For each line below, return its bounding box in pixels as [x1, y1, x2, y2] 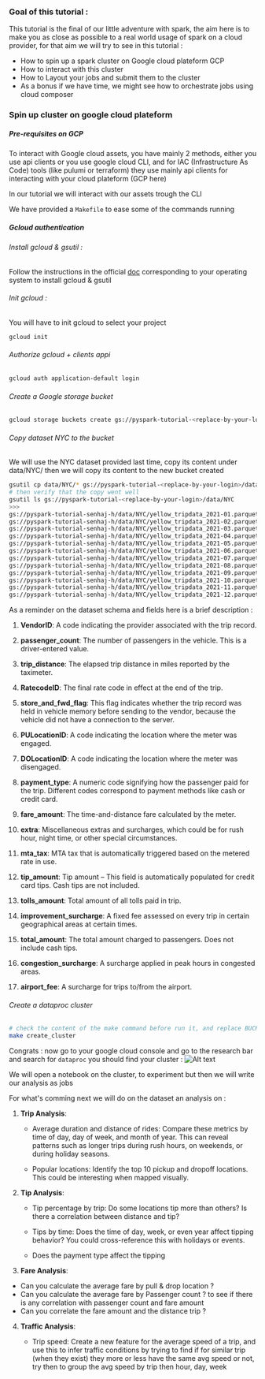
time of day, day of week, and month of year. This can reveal [31, 1132, 229, 1142]
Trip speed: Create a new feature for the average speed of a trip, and [31, 1337, 256, 1347]
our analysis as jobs [9, 1079, 74, 1088]
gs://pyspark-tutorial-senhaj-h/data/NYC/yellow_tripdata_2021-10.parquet [9, 576, 259, 584]
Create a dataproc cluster [9, 1000, 93, 1009]
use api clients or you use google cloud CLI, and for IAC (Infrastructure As [9, 157, 248, 167]
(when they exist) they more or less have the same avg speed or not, [31, 1354, 255, 1363]
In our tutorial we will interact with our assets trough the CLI [9, 189, 203, 199]
